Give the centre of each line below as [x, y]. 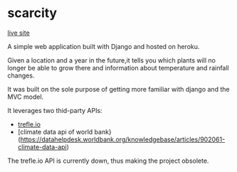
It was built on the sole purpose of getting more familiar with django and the [118, 89]
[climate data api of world [55, 131]
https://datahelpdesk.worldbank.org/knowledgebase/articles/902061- [123, 139]
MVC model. [26, 97]
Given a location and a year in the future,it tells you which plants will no [111, 60]
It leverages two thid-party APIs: [55, 110]
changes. [21, 75]
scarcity [32, 13]
